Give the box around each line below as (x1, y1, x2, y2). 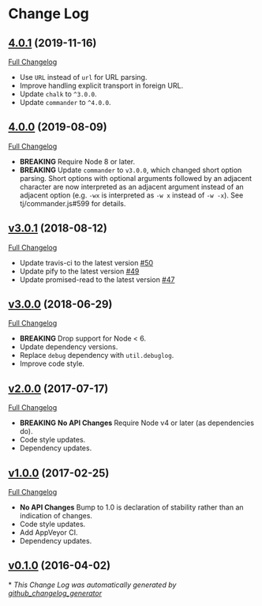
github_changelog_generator (8, 588, 103, 597)
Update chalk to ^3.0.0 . (19, 89, 97, 99)
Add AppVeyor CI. (19, 528, 78, 537)
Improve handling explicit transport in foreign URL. (19, 81, 184, 90)
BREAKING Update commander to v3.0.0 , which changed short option (19, 165, 242, 175)
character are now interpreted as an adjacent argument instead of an (19, 182, 245, 191)
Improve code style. (19, 359, 85, 368)
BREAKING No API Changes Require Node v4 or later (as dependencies (19, 418, 255, 427)
